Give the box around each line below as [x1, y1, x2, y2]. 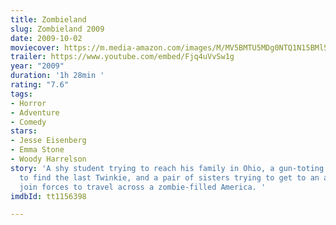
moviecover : [10, 42, 60, 53]
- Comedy [10, 117, 47, 127]
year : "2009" [10, 61, 65, 71]
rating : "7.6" [10, 80, 70, 90]
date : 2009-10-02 [10, 33, 83, 43]
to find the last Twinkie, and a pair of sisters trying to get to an [19, 172, 320, 183]
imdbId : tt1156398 [10, 191, 87, 201]
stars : [10, 126, 38, 136]
